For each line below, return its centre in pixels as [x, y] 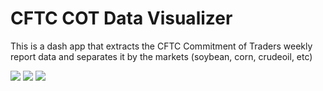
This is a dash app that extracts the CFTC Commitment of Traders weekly [161, 46]
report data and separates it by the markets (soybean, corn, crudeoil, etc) [161, 56]
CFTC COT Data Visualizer [121, 18]
